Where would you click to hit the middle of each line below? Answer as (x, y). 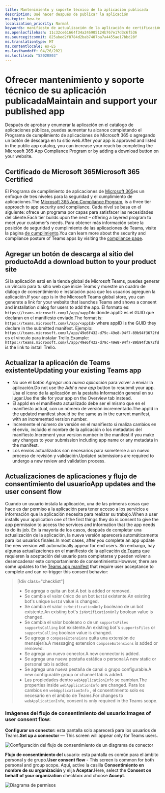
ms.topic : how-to (23, 19)
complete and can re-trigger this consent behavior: (57, 571)
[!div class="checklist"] (41, 581)
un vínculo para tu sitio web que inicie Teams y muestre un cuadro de (75, 286)
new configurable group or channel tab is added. (74, 674)
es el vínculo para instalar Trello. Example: (47, 337)
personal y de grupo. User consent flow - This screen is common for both (80, 760)
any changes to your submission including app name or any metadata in (85, 440)
